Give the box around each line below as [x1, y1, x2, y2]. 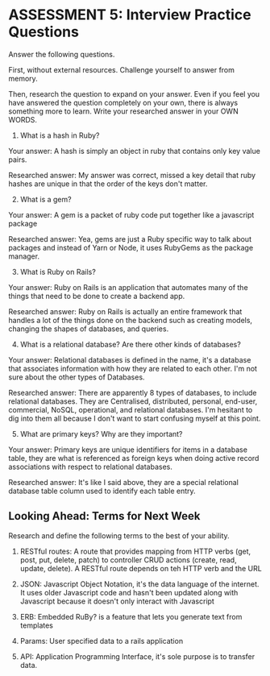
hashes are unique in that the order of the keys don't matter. [8, 179, 208, 189]
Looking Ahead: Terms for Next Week [8, 509, 201, 523]
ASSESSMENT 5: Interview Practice [8, 6, 251, 24]
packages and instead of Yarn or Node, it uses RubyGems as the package [8, 243, 254, 252]
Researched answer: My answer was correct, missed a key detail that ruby [8, 170, 256, 180]
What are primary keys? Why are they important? [19, 429, 183, 438]
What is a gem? [19, 194, 72, 204]
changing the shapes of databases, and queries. [8, 324, 169, 334]
